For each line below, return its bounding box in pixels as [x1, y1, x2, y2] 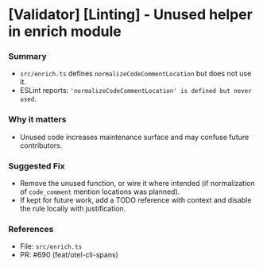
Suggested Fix [8, 161, 65, 172]
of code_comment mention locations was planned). [19, 187, 180, 196]
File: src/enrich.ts [19, 242, 83, 251]
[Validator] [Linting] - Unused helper [8, 6, 253, 24]
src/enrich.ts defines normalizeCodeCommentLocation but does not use [19, 69, 252, 79]
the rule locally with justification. [19, 204, 126, 214]
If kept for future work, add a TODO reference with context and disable [19, 195, 252, 205]
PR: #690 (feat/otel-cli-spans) [19, 250, 119, 260]
